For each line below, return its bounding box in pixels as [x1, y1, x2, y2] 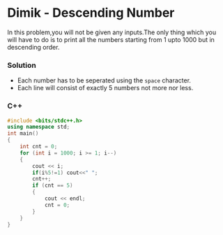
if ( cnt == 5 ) [32, 182, 73, 190]
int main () [7, 130, 39, 137]
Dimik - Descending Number [7, 5, 175, 21]
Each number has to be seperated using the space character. [17, 76, 192, 85]
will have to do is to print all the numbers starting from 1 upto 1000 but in [7, 35, 215, 43]
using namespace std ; [7, 124, 70, 131]
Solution [7, 60, 37, 70]
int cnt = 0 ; [20, 143, 58, 150]
